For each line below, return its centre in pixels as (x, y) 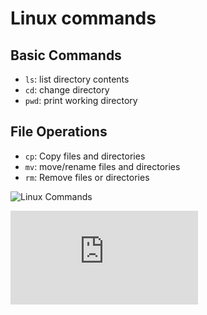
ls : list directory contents (77, 79)
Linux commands (83, 18)
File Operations (59, 132)
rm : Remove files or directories (87, 177)
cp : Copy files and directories (85, 156)
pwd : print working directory (81, 100)
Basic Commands (66, 55)
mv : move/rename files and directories (102, 166)
